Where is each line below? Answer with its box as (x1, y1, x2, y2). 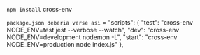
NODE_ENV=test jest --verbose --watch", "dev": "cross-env (6, 26, 180, 34)
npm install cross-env (6, 5, 73, 13)
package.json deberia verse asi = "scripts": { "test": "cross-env (6, 19, 194, 26)
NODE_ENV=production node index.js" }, (6, 41, 124, 48)
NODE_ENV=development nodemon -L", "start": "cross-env (6, 33, 178, 41)
